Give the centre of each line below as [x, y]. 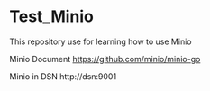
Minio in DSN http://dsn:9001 [63, 76]
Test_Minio [52, 17]
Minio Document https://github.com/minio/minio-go [105, 59]
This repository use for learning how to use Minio [100, 41]
